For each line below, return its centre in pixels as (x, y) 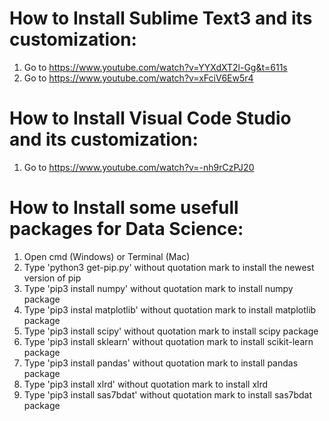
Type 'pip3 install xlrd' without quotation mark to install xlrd (146, 384)
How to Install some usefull (124, 208)
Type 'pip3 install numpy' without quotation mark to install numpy (158, 288)
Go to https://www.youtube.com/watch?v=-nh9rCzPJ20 (139, 167)
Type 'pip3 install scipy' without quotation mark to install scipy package (171, 331)
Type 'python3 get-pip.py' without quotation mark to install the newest (169, 267)
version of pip (52, 278)
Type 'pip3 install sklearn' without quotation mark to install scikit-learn (168, 341)
